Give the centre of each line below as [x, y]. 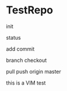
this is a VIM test [26, 83]
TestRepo [30, 10]
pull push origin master [33, 71]
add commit [20, 49]
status [14, 37]
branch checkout [27, 60]
